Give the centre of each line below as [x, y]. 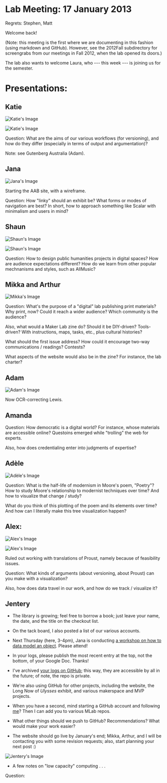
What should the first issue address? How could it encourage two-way [78, 342]
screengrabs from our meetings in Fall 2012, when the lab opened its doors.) [83, 53]
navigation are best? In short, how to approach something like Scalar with [81, 206]
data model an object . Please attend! [50, 646]
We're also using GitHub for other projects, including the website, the [83, 686]
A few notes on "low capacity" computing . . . [59, 766]
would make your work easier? [44, 726]
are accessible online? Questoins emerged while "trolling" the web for [77, 433]
